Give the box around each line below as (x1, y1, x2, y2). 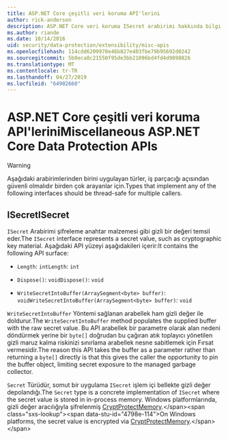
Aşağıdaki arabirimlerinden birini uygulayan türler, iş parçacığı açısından (7, 175, 210, 183)
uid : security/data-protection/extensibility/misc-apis (7, 42, 169, 49)
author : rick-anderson (7, 16, 72, 23)
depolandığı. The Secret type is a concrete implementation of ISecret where (7, 388, 220, 396)
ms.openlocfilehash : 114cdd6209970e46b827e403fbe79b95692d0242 (7, 49, 191, 55)
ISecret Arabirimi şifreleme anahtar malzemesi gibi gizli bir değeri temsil (7, 227, 210, 235)
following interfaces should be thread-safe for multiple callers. (7, 189, 183, 197)
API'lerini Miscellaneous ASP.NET (7, 124, 201, 140)
